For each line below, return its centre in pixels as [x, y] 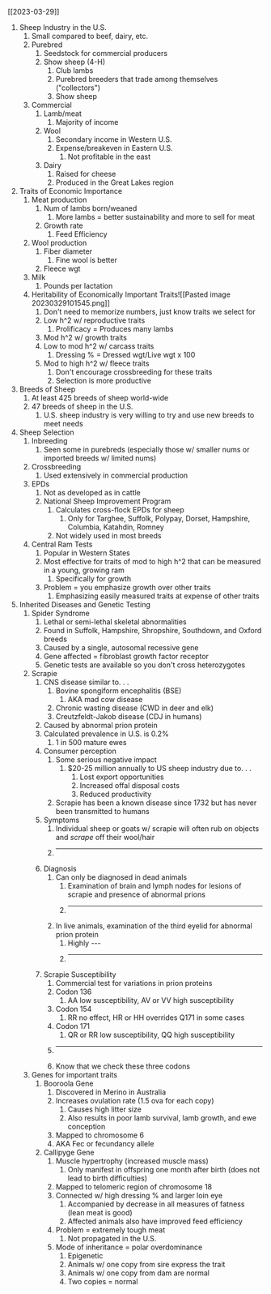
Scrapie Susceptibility [80, 975]
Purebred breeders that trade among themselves [137, 79]
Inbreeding [49, 441]
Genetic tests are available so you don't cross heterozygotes [144, 665]
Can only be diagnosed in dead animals [121, 877]
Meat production [59, 199]
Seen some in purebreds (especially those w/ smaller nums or [146, 450]
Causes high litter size [105, 1109]
